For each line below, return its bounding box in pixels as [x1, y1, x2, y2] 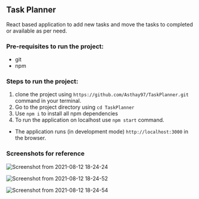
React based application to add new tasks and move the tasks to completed [6, 20, 193, 28]
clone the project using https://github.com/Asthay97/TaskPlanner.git [14, 91, 189, 98]
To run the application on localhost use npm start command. [14, 117, 165, 124]
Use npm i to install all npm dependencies [14, 110, 118, 117]
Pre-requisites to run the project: [6, 42, 104, 51]
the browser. [14, 135, 46, 142]
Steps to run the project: [6, 78, 79, 86]
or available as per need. [6, 27, 67, 34]
